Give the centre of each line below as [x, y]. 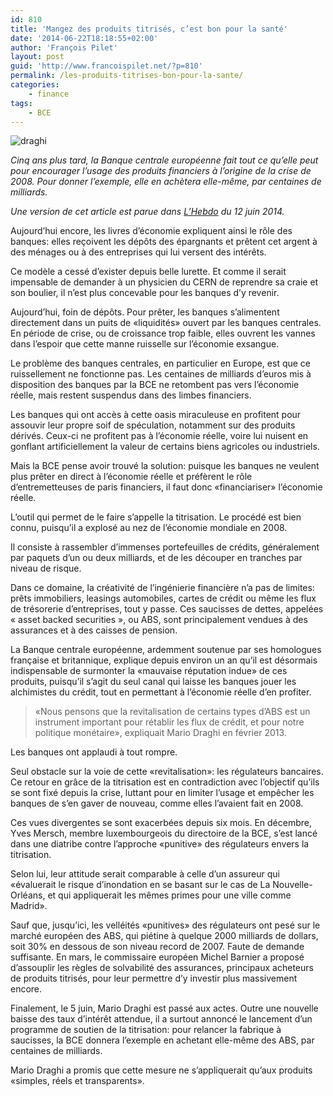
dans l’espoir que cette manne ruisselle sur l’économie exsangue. [145, 344]
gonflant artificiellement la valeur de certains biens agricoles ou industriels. [165, 447]
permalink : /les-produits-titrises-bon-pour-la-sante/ [127, 76]
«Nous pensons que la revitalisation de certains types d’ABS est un [172, 712]
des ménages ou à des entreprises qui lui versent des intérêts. [138, 252]
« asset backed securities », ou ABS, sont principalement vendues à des [159, 620]
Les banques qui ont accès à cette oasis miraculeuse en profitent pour [156, 415]
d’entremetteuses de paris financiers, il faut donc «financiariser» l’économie [166, 487]
